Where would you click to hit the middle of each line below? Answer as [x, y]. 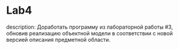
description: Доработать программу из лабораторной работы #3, [90, 27]
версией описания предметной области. [58, 39]
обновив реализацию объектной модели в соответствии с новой [89, 33]
